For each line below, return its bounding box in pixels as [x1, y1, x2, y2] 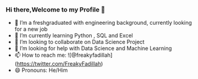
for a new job [14, 25, 48, 33]
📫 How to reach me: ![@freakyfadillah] [14, 51, 113, 59]
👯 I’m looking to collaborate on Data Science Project [14, 39, 145, 46]
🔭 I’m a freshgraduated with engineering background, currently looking [14, 19, 193, 27]
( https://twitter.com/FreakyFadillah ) [14, 60, 103, 68]
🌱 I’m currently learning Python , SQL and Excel [14, 32, 133, 39]
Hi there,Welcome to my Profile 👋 [5, 5, 106, 14]
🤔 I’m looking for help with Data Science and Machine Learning [14, 45, 172, 52]
